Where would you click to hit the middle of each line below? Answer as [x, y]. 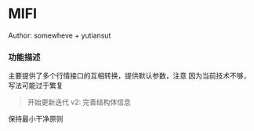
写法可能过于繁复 [36, 86]
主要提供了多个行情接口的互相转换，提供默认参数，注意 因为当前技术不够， [129, 76]
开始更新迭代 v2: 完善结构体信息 [79, 102]
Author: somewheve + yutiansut [60, 35]
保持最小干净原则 [36, 119]
